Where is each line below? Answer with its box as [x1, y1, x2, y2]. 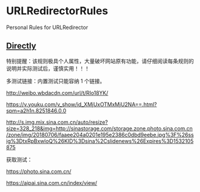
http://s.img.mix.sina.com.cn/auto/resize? [6, 119, 108, 126]
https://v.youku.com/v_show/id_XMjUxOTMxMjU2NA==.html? [6, 101, 157, 108]
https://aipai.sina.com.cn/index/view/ [6, 179, 98, 186]
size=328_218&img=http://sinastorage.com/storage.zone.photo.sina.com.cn [6, 124, 193, 132]
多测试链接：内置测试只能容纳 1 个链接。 [6, 77, 105, 84]
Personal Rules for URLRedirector [6, 24, 88, 31]
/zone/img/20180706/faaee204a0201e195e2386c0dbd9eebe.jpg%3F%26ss [6, 131, 194, 138]
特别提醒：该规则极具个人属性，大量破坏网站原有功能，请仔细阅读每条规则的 [6, 57, 194, 65]
